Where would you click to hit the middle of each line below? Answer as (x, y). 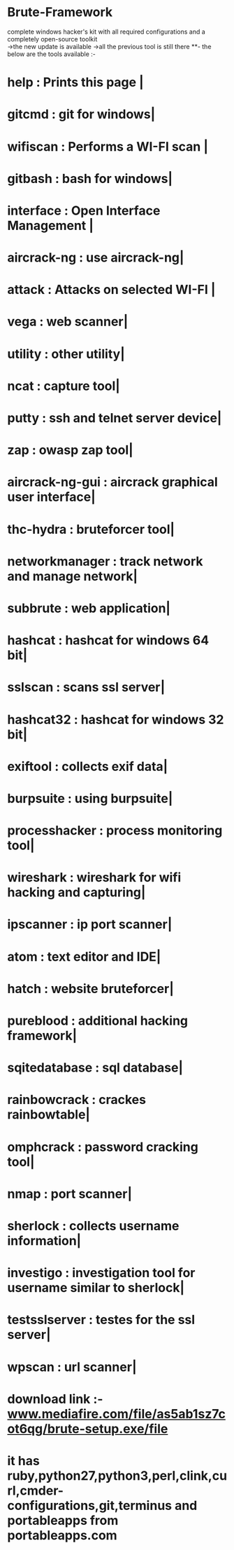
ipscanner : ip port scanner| (90, 925)
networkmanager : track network (105, 561)
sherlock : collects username (93, 1226)
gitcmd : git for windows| (81, 115)
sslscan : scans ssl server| (86, 687)
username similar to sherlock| (96, 1288)
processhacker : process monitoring (115, 831)
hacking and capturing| (76, 892)
